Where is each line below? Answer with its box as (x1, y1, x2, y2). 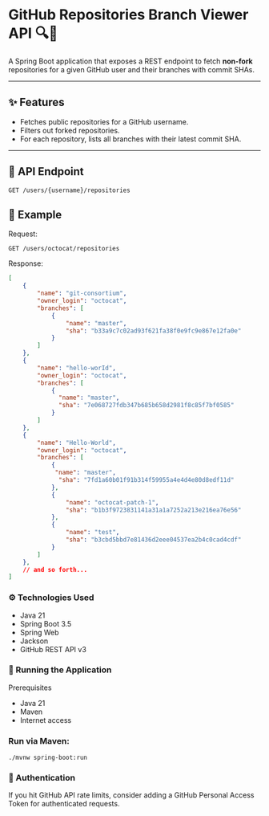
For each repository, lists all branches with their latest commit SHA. (19, 134, 242, 144)
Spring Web (19, 627, 59, 637)
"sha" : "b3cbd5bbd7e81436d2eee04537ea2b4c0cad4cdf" (65, 536, 242, 544)
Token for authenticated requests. (8, 799, 120, 809)
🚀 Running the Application (8, 664, 112, 675)
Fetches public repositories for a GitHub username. (19, 116, 189, 126)
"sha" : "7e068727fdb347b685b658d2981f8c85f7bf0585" (58, 402, 235, 410)
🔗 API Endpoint (8, 165, 84, 178)
